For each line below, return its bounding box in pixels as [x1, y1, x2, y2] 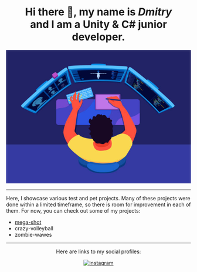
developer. [72, 31, 125, 43]
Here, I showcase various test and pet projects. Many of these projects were [6, 195, 191, 202]
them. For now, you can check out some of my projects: [6, 207, 141, 214]
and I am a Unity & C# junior [30, 18, 167, 31]
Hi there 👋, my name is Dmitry [25, 5, 172, 19]
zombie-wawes [14, 231, 52, 239]
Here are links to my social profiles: [56, 248, 141, 255]
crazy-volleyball [14, 225, 54, 232]
